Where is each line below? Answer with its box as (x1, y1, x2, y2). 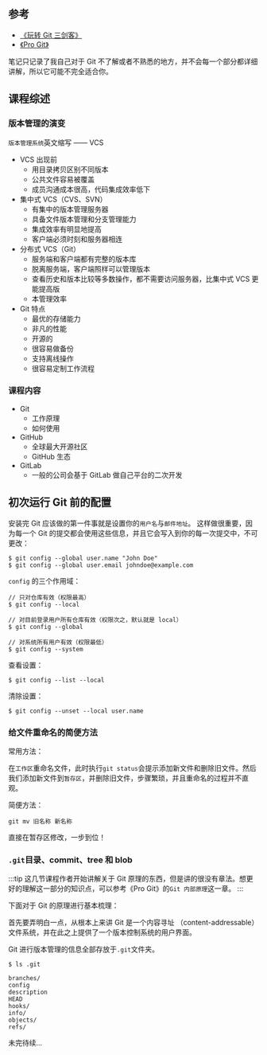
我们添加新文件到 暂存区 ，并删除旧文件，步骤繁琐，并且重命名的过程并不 (8, 773, 242, 783)
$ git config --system (8, 645, 83, 653)
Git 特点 (19, 303, 46, 313)
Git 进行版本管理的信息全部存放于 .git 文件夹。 (8, 944, 159, 954)
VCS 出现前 (19, 154, 58, 164)
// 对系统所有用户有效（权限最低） (8, 638, 108, 647)
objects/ (8, 1016, 37, 1025)
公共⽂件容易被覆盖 (31, 174, 95, 184)
